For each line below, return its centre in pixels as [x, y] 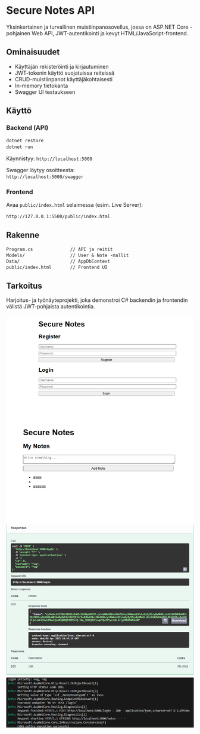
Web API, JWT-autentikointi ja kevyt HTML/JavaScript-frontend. [110, 33]
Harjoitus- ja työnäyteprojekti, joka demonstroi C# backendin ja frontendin [97, 300]
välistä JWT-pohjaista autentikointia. [51, 307]
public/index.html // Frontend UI [57, 267]
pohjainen [18, 33]
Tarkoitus [24, 285]
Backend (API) [27, 128]
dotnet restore [25, 141]
